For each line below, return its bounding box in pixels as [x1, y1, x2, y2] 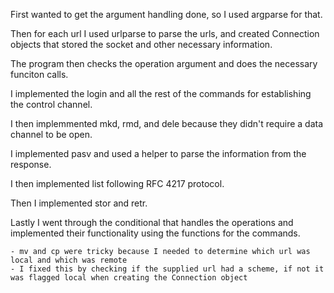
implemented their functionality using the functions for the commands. [10, 227, 301, 239]
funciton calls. [10, 69, 69, 80]
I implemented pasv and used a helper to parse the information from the [10, 148, 307, 159]
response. [10, 159, 52, 170]
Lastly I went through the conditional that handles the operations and [10, 217, 294, 228]
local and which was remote [10, 255, 128, 265]
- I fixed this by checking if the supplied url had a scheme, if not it [10, 264, 325, 274]
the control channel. [10, 99, 93, 110]
